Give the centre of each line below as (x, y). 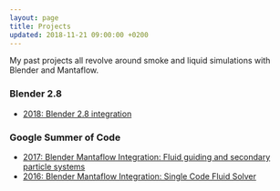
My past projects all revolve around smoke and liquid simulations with (140, 61)
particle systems (54, 166)
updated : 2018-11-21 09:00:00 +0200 (79, 35)
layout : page (34, 18)
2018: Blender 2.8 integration (77, 114)
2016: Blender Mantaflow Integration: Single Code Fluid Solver (140, 176)
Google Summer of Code (65, 137)
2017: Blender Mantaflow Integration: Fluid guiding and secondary (146, 156)
